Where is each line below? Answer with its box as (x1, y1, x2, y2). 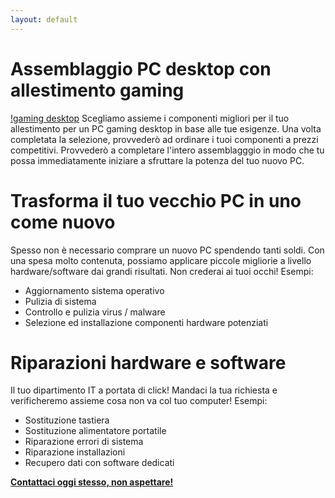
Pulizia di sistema (24, 295, 97, 307)
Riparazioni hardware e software (10, 351, 287, 374)
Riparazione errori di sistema (24, 436, 144, 448)
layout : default (10, 14, 78, 25)
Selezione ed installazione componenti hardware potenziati (24, 316, 269, 328)
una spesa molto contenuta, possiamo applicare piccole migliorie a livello (10, 254, 312, 266)
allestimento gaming (10, 79, 185, 101)
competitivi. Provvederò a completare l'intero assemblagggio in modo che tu (10, 144, 325, 156)
